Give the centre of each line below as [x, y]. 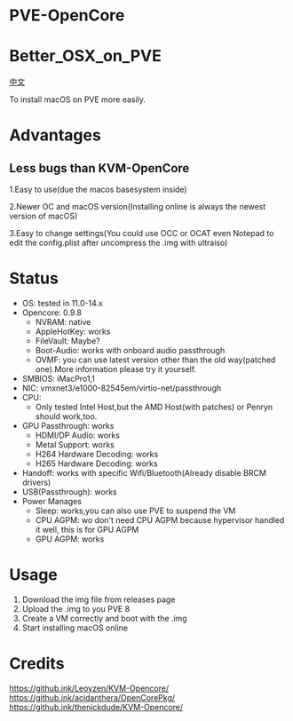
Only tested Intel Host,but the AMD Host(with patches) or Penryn [154, 407]
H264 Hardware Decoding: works [97, 455]
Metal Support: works [75, 445]
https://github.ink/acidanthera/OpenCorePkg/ [92, 697]
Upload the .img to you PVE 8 [76, 609]
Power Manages [52, 502]
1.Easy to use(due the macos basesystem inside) [99, 190]
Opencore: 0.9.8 [52, 313]
